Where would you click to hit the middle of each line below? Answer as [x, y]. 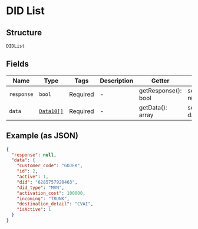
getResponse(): [160, 91]
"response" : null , [34, 155]
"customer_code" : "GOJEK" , [50, 166]
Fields [18, 64]
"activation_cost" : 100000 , [51, 193]
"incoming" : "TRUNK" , [43, 198]
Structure [24, 33]
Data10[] [51, 111]
